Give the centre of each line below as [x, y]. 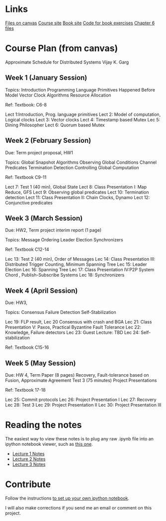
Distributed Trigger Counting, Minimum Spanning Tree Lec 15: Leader [76, 264]
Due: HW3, [16, 303]
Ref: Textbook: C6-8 [26, 104]
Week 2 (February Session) [48, 141]
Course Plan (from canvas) [62, 49]
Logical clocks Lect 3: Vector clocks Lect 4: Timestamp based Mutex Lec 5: [83, 119]
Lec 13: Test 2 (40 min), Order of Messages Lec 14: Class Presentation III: [80, 259]
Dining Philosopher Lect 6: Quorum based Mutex [55, 125]
